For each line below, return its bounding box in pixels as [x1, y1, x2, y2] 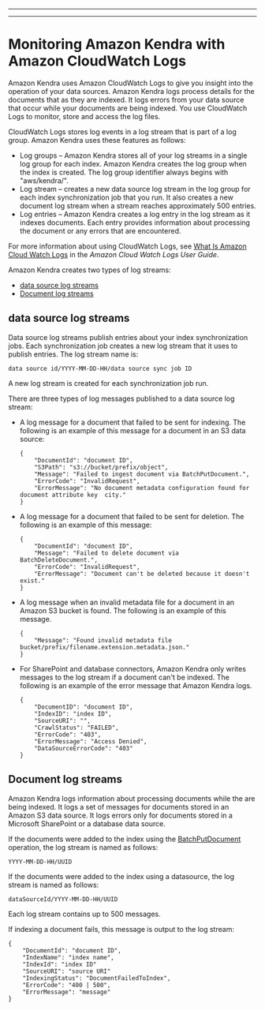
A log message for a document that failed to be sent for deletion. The [19, 511, 244, 521]
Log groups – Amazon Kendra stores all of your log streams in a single [19, 151, 248, 160]
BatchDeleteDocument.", [19, 555, 99, 564]
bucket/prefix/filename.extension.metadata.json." [19, 643, 190, 651]
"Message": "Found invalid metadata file [34, 636, 172, 644]
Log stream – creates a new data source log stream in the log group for [19, 184, 251, 193]
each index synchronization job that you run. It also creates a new [19, 193, 234, 202]
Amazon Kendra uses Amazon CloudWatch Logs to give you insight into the [8, 78, 254, 88]
